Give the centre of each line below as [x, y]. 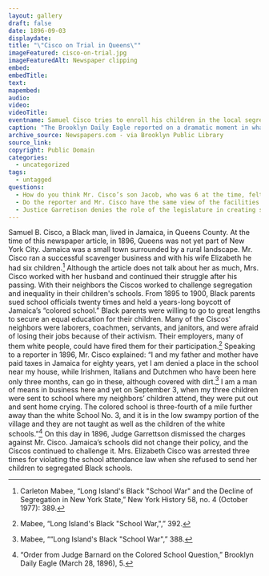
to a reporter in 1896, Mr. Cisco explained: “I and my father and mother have [133, 355]
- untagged [34, 180]
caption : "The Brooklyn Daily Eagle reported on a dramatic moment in [128, 128]
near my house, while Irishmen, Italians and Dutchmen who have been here [132, 371]
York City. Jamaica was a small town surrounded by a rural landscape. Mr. [130, 249]
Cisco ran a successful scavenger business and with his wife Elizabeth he [130, 258]
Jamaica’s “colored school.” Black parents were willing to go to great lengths [134, 310]
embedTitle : [28, 75]
